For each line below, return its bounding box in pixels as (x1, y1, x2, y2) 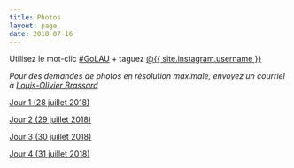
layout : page (9, 21, 58, 30)
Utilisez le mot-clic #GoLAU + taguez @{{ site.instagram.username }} (9, 54, 262, 65)
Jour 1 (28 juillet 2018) (9, 97, 90, 108)
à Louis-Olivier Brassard (9, 80, 99, 91)
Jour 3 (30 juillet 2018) (9, 132, 92, 142)
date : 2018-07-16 (9, 29, 73, 38)
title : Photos (9, 12, 62, 22)
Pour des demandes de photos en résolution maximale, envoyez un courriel (9, 71, 286, 81)
